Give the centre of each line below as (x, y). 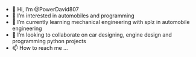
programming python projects (49, 41)
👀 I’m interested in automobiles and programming (73, 16)
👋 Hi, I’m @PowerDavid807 (46, 9)
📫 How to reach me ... (40, 48)
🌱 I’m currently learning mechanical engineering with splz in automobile (101, 22)
